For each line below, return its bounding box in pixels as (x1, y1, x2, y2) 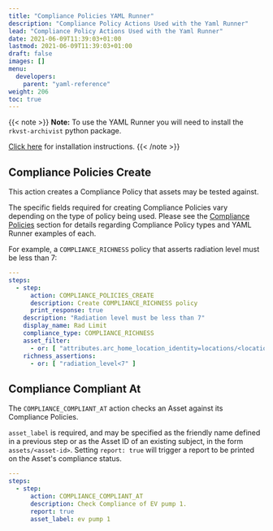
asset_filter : (23, 337, 71, 345)
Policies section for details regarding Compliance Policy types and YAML (8, 220, 252, 230)
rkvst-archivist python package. (8, 126, 122, 136)
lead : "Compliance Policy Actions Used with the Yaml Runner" (8, 27, 223, 35)
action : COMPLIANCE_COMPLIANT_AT (29, 492, 144, 500)
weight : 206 (8, 87, 49, 96)
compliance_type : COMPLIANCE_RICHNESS (23, 329, 154, 337)
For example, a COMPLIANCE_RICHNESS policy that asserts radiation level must (8, 245, 260, 255)
